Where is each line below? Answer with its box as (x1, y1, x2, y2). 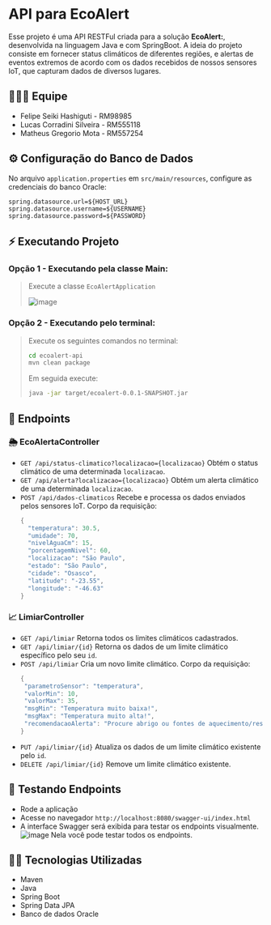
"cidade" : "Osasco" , (28, 569, 97, 578)
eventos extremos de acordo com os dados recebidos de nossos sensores (8, 58, 257, 67)
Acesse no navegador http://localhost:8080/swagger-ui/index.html (19, 812, 252, 822)
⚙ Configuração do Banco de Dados (8, 151, 194, 166)
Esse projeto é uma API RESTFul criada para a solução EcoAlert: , (8, 32, 226, 41)
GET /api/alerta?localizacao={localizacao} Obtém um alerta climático (19, 475, 259, 484)
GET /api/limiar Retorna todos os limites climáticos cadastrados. (19, 633, 239, 642)
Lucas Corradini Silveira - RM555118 (19, 119, 142, 130)
